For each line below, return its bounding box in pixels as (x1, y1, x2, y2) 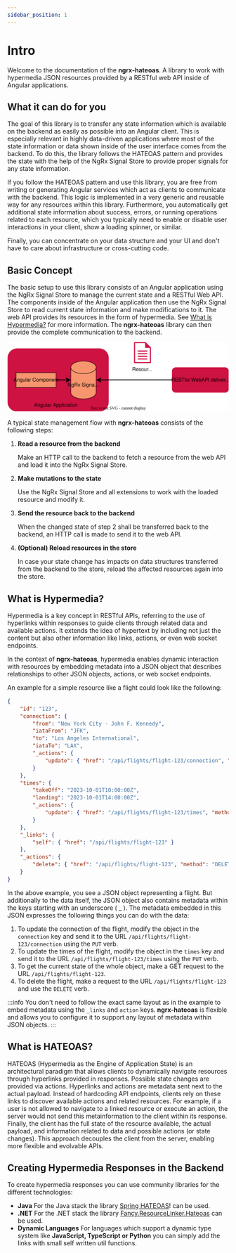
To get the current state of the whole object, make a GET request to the (17, 962, 224, 970)
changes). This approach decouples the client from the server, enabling (7, 1134, 215, 1143)
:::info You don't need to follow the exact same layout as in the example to (7, 998, 221, 1006)
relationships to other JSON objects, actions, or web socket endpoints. (7, 669, 212, 678)
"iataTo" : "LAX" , (32, 743, 83, 750)
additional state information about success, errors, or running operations (7, 208, 218, 217)
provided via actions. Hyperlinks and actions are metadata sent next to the (7, 1081, 223, 1090)
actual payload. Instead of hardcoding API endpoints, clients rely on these (7, 1089, 221, 1098)
